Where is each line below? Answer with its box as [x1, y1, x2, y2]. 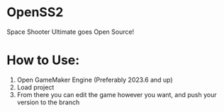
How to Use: [6, 52, 80, 68]
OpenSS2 [6, 4, 64, 20]
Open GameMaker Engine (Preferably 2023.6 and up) [16, 75, 173, 84]
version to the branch [16, 98, 80, 106]
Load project [16, 82, 55, 92]
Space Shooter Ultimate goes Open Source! [6, 27, 135, 36]
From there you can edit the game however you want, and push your [16, 90, 217, 99]
